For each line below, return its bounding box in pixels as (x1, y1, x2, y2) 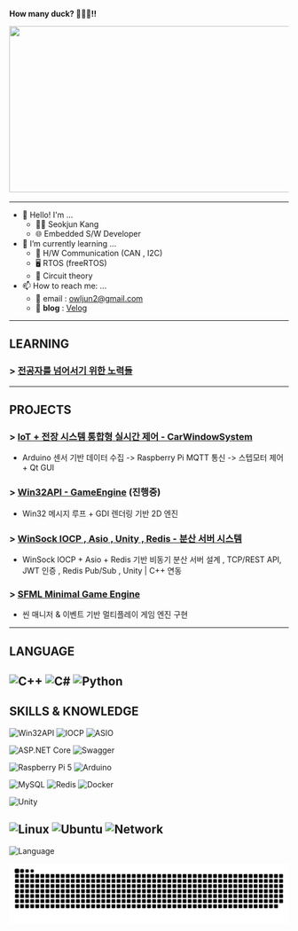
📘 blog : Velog (35, 302, 88, 313)
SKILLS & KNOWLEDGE (9, 704, 139, 719)
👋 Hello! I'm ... (21, 209, 74, 220)
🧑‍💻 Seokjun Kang (35, 219, 99, 230)
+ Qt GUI (21, 462, 55, 473)
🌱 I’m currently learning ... (21, 239, 117, 248)
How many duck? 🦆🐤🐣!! (9, 9, 98, 19)
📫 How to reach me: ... (21, 280, 107, 291)
